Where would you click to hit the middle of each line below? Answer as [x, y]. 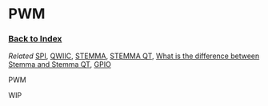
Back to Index [35, 39]
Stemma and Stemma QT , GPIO [60, 65]
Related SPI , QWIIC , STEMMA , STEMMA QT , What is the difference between [134, 56]
